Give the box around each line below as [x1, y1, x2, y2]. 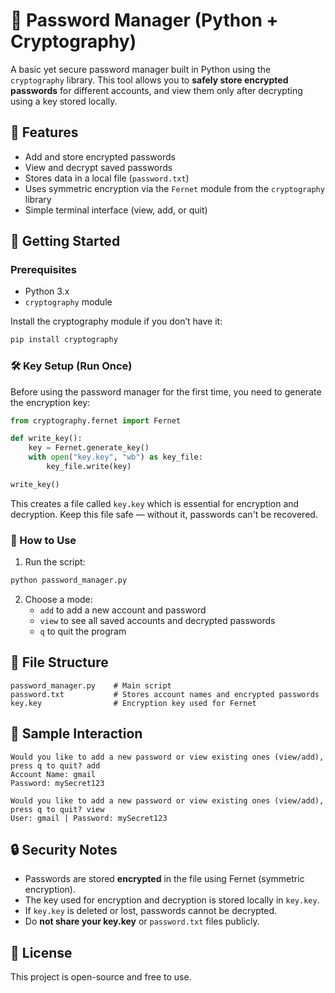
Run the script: [24, 556, 86, 568]
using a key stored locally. [10, 95, 118, 107]
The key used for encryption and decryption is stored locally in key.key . [24, 894, 320, 906]
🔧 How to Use [10, 533, 77, 547]
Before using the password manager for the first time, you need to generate [10, 385, 322, 398]
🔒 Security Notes [10, 842, 118, 859]
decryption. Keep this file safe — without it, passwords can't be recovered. [10, 508, 318, 520]
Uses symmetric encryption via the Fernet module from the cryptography [24, 182, 325, 194]
